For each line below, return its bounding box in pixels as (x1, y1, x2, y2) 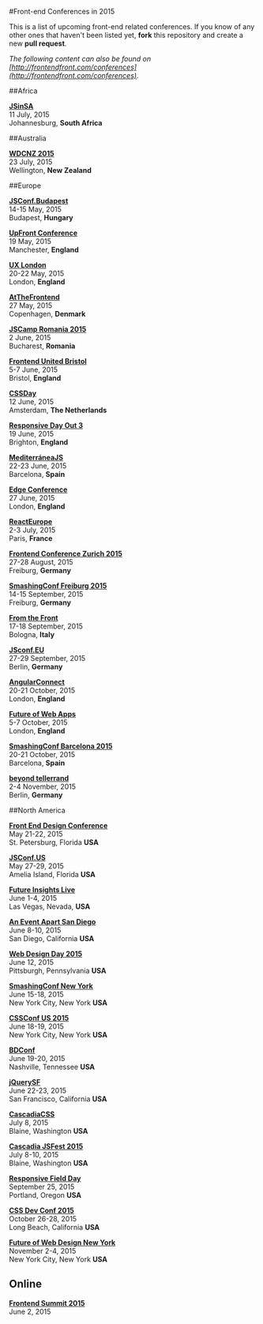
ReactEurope (9, 517, 53, 526)
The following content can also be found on (9, 54, 152, 63)
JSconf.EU (9, 645, 45, 654)
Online (9, 1277, 43, 1291)
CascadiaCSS (9, 1109, 55, 1119)
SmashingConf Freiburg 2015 (9, 581, 107, 591)
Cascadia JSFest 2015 (9, 1142, 84, 1151)
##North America (9, 805, 66, 815)
